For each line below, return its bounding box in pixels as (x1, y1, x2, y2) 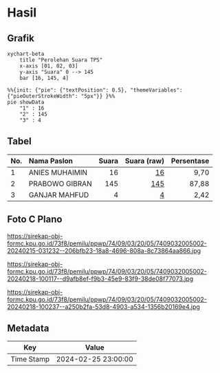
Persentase (170, 156, 210, 165)
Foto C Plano (7, 214, 63, 225)
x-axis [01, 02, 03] (19, 63, 78, 70)
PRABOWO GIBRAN (28, 179, 92, 188)
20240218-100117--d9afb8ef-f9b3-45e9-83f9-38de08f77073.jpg (7, 274, 194, 283)
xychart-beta (7, 50, 45, 57)
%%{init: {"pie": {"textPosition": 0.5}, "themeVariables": (7, 87, 184, 94)
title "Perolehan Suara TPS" (19, 57, 103, 63)
